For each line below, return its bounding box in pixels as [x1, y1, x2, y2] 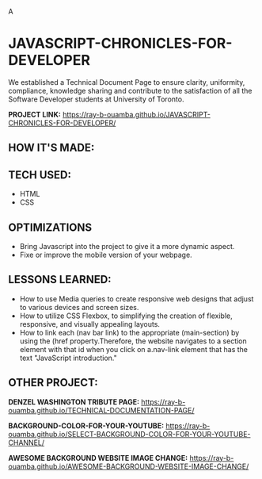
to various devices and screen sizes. [19, 302, 139, 312]
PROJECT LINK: [8, 109, 62, 119]
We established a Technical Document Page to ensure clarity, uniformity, [8, 77, 245, 86]
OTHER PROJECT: [8, 376, 99, 389]
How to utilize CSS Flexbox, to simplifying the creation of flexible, [19, 311, 233, 320]
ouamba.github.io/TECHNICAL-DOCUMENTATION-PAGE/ [8, 405, 195, 415]
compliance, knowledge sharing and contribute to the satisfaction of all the [8, 86, 253, 95]
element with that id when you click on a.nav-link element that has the [19, 344, 248, 354]
